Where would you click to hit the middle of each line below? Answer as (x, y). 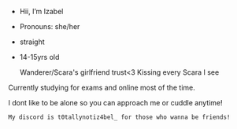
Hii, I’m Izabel (41, 11)
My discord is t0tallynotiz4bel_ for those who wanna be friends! (119, 117)
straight (32, 42)
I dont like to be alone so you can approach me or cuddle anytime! (115, 103)
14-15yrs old (39, 57)
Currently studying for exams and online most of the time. (102, 87)
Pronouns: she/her (50, 26)
